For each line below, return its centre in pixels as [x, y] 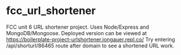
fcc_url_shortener [51, 11]
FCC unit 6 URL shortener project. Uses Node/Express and [78, 27]
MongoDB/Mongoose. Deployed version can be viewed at [77, 33]
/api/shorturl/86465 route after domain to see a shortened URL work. [90, 46]
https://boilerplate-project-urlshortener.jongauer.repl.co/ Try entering [91, 39]
